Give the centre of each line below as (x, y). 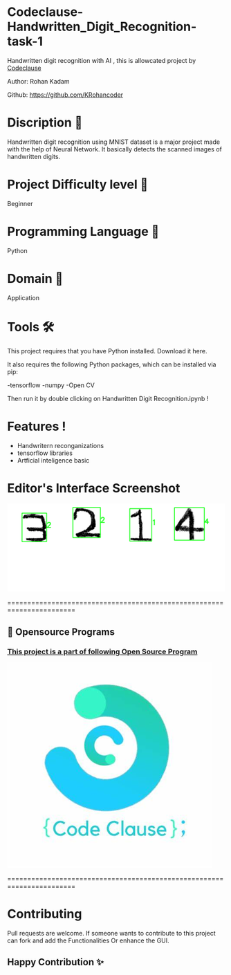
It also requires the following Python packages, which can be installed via (112, 364)
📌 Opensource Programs (61, 632)
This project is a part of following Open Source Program (102, 651)
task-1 (25, 41)
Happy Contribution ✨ (56, 962)
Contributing (45, 914)
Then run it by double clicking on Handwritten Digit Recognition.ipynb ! (108, 398)
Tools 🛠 (31, 327)
